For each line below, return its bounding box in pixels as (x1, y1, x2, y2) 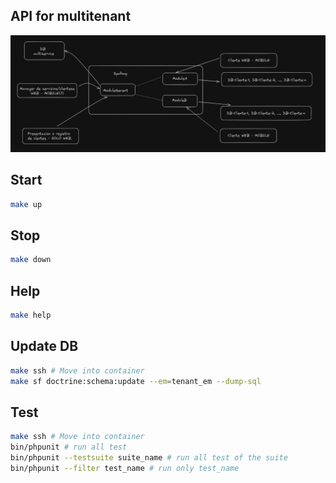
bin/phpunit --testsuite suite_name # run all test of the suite (10, 453, 288, 463)
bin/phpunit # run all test (10, 442, 128, 453)
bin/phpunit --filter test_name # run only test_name (10, 463, 240, 473)
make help (10, 310, 52, 321)
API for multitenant (10, 8, 132, 25)
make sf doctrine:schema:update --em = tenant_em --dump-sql (10, 376, 262, 386)
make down (10, 255, 52, 265)
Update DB (10, 338, 79, 355)
